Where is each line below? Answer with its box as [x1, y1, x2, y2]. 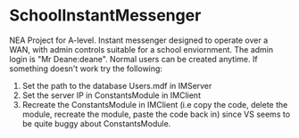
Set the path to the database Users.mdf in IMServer [21, 80, 212, 91]
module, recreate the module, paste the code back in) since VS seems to [21, 109, 291, 119]
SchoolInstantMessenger [9, 5, 202, 26]
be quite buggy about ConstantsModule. [21, 118, 171, 129]
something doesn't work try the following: [9, 63, 163, 74]
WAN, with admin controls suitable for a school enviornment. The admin [9, 44, 274, 54]
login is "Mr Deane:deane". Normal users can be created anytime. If [9, 53, 258, 64]
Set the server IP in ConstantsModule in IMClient [21, 90, 201, 101]
